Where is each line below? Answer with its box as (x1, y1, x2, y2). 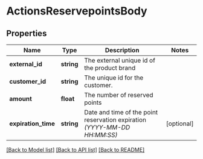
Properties (6, 28, 47, 39)
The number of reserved (84, 91, 153, 99)
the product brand (84, 64, 136, 72)
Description (105, 46, 140, 54)
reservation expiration (84, 116, 147, 124)
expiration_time (9, 119, 56, 128)
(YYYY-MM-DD (84, 123, 130, 131)
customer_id (9, 77, 47, 86)
